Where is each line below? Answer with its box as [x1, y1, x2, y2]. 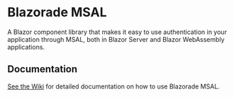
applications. [7, 42, 45, 51]
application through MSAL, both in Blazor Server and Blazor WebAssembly [7, 35, 225, 43]
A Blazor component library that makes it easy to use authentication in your [7, 28, 227, 36]
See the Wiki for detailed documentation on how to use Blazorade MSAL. [7, 82, 220, 91]
